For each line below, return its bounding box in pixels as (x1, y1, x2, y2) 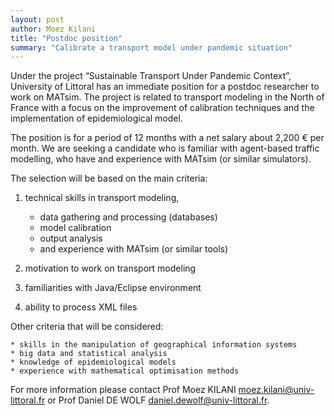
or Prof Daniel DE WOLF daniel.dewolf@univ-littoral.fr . (47, 394, 270, 406)
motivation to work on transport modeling (24, 262, 197, 275)
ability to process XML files (24, 301, 138, 313)
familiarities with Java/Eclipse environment (24, 282, 202, 294)
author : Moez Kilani (10, 24, 97, 34)
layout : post (10, 14, 65, 25)
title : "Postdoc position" (10, 33, 123, 43)
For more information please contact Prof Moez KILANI (10, 384, 237, 396)
